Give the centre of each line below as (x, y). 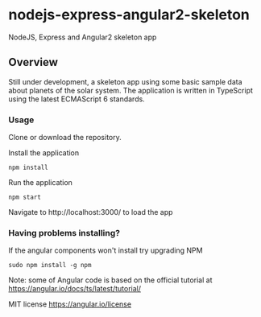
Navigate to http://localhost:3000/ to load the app (91, 212)
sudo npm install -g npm (50, 266)
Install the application (44, 153)
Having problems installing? (64, 233)
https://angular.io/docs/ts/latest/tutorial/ (75, 289)
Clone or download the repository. (65, 138)
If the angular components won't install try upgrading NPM (106, 250)
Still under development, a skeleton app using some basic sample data (126, 81)
